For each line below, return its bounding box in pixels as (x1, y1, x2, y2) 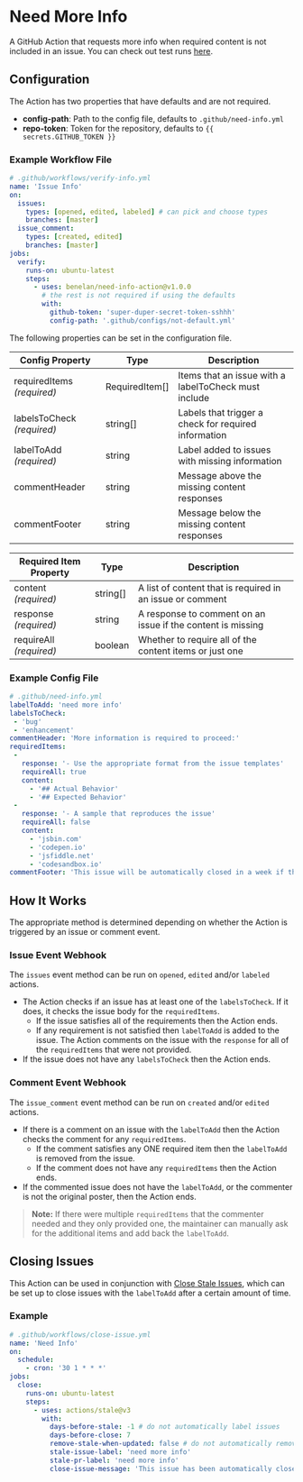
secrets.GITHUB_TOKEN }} (22, 133, 116, 142)
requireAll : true (21, 767, 87, 776)
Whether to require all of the (138, 633, 257, 645)
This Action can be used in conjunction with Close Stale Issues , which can (9, 1277, 286, 1288)
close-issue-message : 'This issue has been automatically (49, 1464, 272, 1473)
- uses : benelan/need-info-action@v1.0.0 (32, 282, 192, 292)
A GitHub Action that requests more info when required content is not (9, 36, 267, 47)
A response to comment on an (138, 607, 266, 619)
